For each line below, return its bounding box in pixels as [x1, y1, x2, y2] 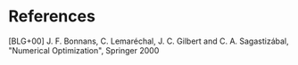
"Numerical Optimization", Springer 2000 [8, 45, 160, 55]
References [8, 6, 95, 27]
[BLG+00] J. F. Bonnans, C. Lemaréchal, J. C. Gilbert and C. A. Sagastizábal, [8, 36, 289, 46]
